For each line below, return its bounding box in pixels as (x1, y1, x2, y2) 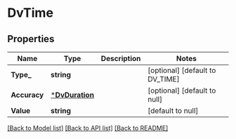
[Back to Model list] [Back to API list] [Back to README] (7, 124, 169, 132)
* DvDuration (50, 90, 95, 100)
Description (100, 54, 141, 63)
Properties (7, 33, 55, 45)
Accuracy (11, 90, 44, 100)
